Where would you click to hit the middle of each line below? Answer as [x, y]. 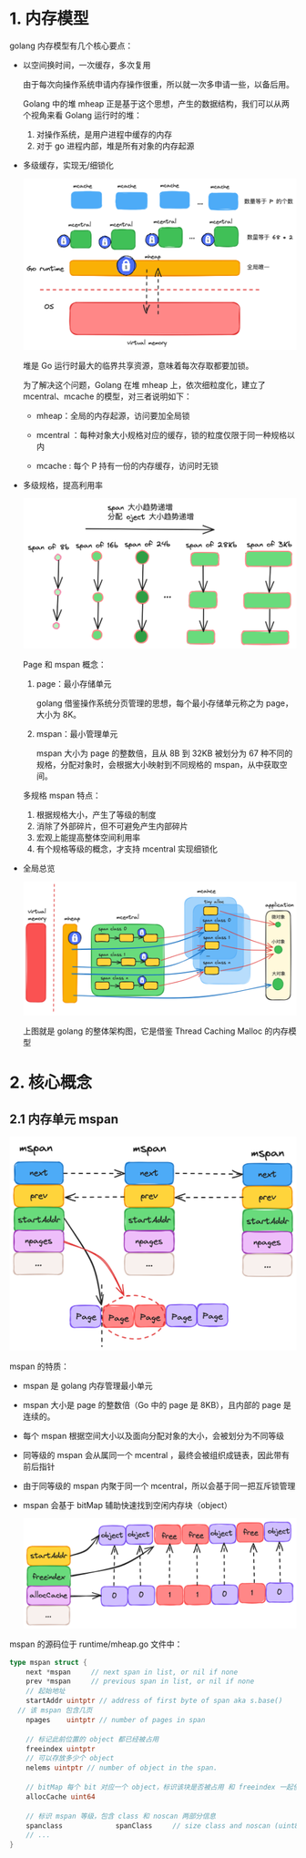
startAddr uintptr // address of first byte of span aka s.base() [154, 1701]
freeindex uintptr [61, 1749]
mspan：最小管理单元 [77, 733]
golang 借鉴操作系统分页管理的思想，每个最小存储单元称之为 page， [164, 703]
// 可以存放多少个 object [70, 1759]
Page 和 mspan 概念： [64, 664]
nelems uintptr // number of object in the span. [122, 1768]
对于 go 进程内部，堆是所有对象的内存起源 [115, 146]
